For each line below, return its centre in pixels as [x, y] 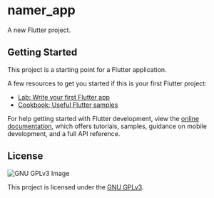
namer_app [42, 10]
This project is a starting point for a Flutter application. [87, 69]
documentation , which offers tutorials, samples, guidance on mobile [107, 126]
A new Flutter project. [39, 30]
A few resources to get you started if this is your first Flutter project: [107, 83]
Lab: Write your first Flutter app [64, 97]
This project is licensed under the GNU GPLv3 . [76, 187]
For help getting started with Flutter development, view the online [103, 118]
